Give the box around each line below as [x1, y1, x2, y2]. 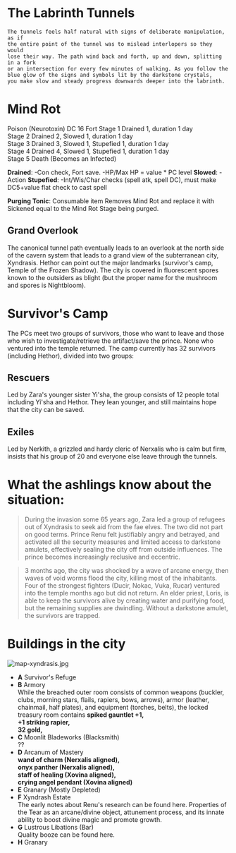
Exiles [7, 425, 35, 438]
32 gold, [17, 725, 43, 734]
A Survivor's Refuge [17, 673, 77, 682]
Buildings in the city [7, 636, 126, 652]
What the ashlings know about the [7, 477, 212, 493]
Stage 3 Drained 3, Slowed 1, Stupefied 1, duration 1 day [7, 139, 169, 147]
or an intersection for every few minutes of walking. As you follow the [7, 65, 229, 72]
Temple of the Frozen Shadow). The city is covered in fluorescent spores [7, 266, 219, 274]
